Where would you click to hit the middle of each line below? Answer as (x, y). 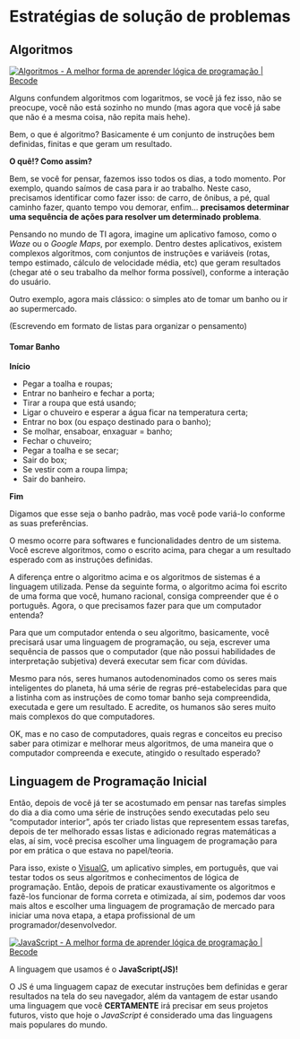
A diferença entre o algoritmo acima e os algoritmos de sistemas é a (135, 577)
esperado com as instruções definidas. (81, 560)
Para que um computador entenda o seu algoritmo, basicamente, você (140, 633)
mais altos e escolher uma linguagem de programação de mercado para (142, 906)
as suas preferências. (49, 524)
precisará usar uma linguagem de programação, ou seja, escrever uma (140, 642)
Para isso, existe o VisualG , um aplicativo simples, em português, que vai (144, 868)
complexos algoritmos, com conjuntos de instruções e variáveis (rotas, (140, 253)
